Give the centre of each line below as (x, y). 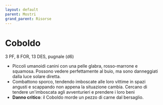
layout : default (22, 10)
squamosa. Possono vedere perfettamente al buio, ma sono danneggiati (85, 71)
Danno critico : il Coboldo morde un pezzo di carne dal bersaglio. (78, 97)
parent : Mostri (21, 14)
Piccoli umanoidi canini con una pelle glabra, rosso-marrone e (75, 66)
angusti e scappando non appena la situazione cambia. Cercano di (80, 87)
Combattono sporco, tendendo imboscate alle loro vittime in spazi (79, 82)
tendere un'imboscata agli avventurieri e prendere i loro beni (73, 92)
